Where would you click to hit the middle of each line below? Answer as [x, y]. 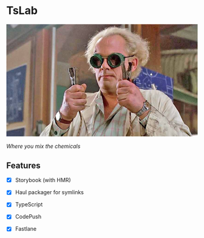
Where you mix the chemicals [43, 146]
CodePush [28, 217]
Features [23, 165]
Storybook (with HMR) [43, 180]
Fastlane [26, 229]
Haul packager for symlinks [49, 192]
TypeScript [29, 205]
